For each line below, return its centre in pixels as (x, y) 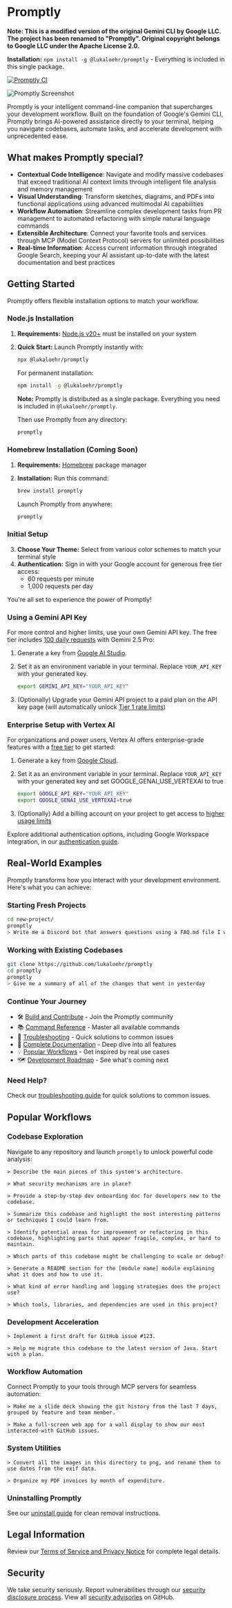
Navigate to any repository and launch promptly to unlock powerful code (110, 1152)
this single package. (36, 66)
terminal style (37, 556)
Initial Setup (28, 534)
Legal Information (46, 1534)
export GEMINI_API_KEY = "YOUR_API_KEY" (73, 687)
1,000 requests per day (60, 586)
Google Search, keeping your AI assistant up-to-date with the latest (113, 255)
